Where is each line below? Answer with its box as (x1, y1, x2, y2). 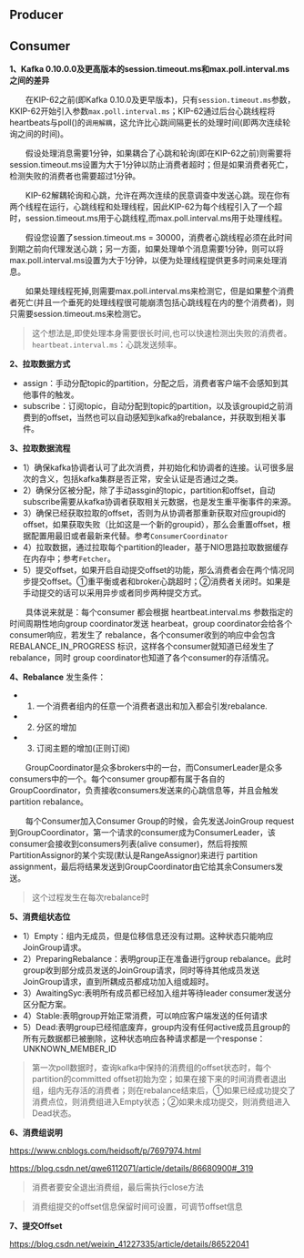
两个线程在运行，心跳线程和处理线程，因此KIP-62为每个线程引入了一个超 (9, 201, 283, 212)
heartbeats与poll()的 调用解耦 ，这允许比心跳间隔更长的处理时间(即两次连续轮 (9, 118, 291, 128)
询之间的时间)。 (9, 128, 69, 139)
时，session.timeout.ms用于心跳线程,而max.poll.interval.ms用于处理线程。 (9, 213, 288, 224)
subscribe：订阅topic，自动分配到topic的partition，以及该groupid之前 (22, 401, 286, 412)
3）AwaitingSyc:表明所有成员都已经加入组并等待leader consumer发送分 (22, 987, 291, 998)
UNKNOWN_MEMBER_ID (22, 1043, 117, 1055)
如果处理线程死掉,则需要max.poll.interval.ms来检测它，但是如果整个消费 (25, 286, 295, 297)
